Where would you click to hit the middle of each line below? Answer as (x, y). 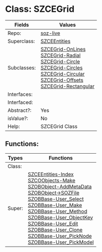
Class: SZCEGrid (40, 9)
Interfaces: (20, 94)
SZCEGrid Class (59, 126)
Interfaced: (20, 102)
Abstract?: (20, 110)
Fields (22, 25)
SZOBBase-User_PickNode (60, 236)
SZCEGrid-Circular (63, 74)
